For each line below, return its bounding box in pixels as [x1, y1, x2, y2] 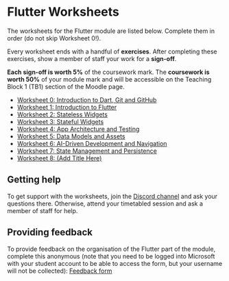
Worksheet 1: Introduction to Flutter [16, 103, 117, 111]
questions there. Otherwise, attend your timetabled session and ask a [7, 199, 204, 208]
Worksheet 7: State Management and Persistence [16, 147, 158, 155]
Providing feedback [7, 227, 93, 239]
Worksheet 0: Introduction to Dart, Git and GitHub [16, 95, 157, 103]
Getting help [7, 174, 61, 186]
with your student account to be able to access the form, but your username [7, 259, 223, 267]
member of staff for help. [7, 206, 78, 215]
